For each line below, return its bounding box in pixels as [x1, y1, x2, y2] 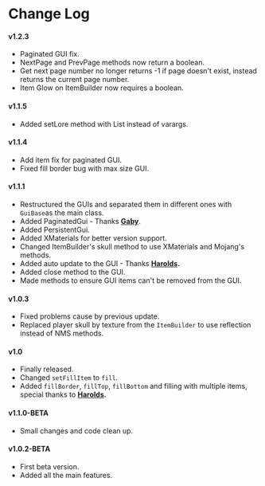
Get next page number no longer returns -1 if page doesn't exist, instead [19, 66, 257, 76]
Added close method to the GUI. [19, 268, 126, 276]
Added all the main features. [19, 470, 113, 480]
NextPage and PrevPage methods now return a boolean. [19, 57, 205, 68]
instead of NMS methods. [19, 328, 104, 339]
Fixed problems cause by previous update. [19, 312, 160, 321]
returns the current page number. [19, 75, 130, 84]
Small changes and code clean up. [19, 425, 134, 435]
